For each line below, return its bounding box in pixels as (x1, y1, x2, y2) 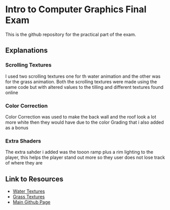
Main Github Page (12, 199, 51, 205)
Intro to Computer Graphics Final (5, 4, 147, 15)
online (5, 89, 18, 96)
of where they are (5, 160, 43, 166)
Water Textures (12, 188, 45, 195)
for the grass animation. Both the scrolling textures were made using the (5, 78, 157, 85)
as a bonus (5, 124, 29, 131)
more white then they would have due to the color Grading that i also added (5, 119, 164, 125)
